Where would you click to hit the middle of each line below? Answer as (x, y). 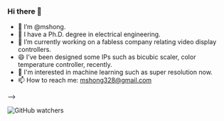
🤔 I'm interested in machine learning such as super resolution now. (115, 72)
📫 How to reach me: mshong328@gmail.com (85, 80)
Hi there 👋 (25, 11)
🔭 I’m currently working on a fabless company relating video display (117, 42)
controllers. (34, 50)
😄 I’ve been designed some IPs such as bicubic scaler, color (107, 57)
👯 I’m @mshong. (42, 27)
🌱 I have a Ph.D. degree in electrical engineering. (89, 34)
